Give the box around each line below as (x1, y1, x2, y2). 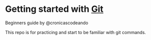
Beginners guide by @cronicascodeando (5, 20, 88, 26)
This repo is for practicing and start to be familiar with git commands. (5, 29, 146, 35)
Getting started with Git (5, 3, 104, 15)
